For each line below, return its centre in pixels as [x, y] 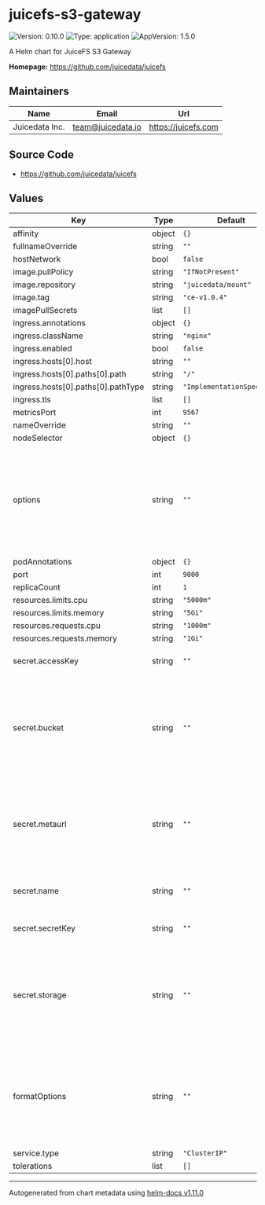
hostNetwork [37, 259]
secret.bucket [38, 728]
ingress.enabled [42, 349]
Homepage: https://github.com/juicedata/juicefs [87, 66]
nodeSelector [38, 438]
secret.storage [40, 995]
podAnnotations [42, 562]
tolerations [33, 1166]
